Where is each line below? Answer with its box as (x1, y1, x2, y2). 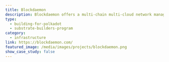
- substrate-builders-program (10, 26, 73, 31)
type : (5, 16, 17, 21)
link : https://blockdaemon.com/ (5, 40, 73, 45)
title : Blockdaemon (5, 7, 46, 12)
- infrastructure (10, 35, 46, 40)
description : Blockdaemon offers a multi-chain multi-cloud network (5, 12, 152, 17)
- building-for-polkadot (10, 21, 62, 26)
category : (5, 30, 26, 35)
